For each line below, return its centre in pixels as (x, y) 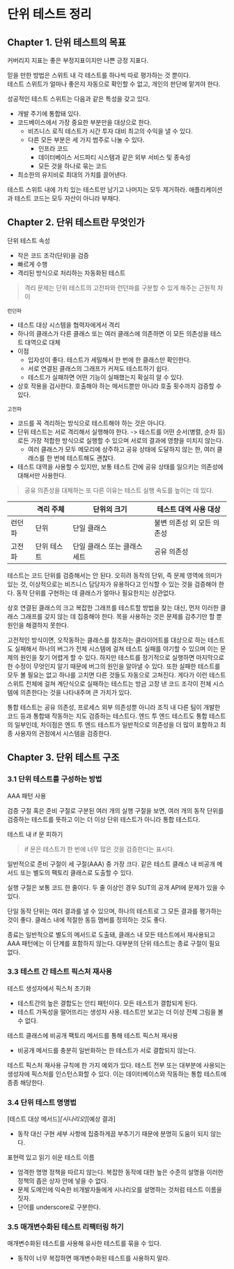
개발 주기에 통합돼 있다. (49, 113)
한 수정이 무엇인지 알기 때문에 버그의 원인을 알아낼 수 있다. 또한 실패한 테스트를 (114, 666)
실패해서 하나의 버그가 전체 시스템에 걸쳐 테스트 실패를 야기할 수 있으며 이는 (117, 648)
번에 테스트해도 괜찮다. (84, 457)
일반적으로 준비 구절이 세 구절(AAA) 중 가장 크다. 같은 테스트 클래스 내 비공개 (111, 864)
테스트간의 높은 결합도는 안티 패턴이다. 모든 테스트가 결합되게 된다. (107, 1003)
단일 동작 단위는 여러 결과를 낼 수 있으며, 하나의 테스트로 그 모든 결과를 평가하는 (115, 911)
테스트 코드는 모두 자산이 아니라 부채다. (67, 198)
